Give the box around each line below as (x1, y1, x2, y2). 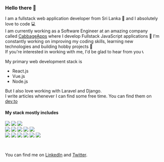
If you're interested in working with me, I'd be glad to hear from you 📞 (5, 49, 144, 55)
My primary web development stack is (5, 59, 82, 65)
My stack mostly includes (5, 110, 59, 116)
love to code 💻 (5, 21, 36, 27)
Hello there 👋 (5, 4, 37, 11)
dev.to (5, 98, 18, 104)
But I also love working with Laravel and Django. (5, 88, 102, 94)
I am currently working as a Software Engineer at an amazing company (5, 28, 148, 34)
